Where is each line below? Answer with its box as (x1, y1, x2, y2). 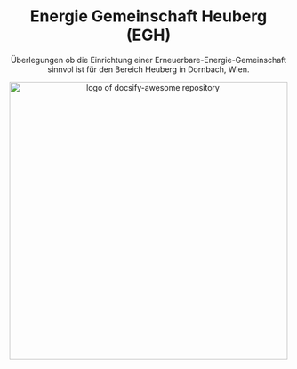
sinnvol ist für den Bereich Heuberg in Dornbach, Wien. (47, 64, 250, 75)
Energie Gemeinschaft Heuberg (29, 6, 268, 27)
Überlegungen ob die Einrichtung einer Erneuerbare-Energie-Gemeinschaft (11, 54, 286, 65)
